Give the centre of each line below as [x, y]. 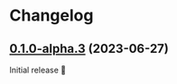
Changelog [51, 16]
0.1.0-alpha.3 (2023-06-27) [89, 49]
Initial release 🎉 [38, 70]
